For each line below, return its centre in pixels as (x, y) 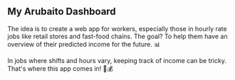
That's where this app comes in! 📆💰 (61, 68)
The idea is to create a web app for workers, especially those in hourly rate (117, 28)
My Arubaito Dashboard (62, 12)
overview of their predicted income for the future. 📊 (84, 44)
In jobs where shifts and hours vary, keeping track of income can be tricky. (117, 60)
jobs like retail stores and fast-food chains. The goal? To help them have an (117, 36)
